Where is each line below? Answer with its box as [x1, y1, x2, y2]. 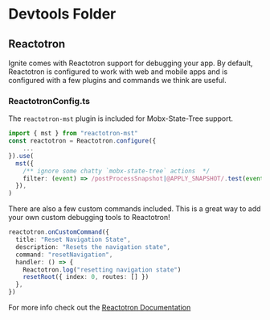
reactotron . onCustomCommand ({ [8, 228, 110, 236]
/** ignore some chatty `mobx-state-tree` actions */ [22, 167, 211, 175]
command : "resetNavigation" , [15, 251, 113, 259]
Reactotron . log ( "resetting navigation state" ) [22, 265, 182, 274]
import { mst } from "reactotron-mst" [8, 130, 138, 138]
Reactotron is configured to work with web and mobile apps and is [8, 67, 228, 77]
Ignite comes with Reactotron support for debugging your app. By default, [8, 58, 253, 68]
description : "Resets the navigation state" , [15, 243, 171, 251]
